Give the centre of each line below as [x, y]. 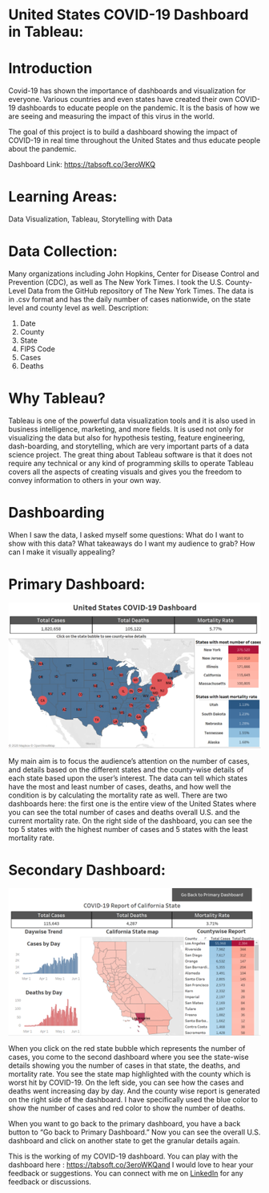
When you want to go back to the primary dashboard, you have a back [124, 1123]
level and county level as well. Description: [78, 308]
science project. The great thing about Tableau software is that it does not [130, 454]
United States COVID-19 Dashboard [128, 15]
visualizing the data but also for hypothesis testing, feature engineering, [127, 437]
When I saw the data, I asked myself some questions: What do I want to [126, 534]
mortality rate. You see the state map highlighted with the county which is [130, 1073]
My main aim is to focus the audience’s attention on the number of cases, [129, 761]
